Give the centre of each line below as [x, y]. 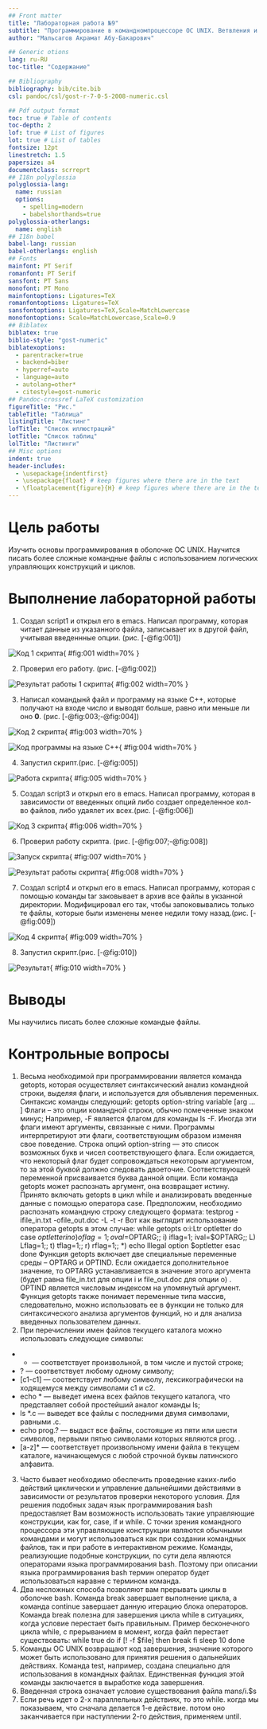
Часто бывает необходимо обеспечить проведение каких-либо [128, 1479]
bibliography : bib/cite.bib [55, 88]
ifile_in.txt [35, 1220]
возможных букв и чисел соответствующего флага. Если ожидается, [137, 1152]
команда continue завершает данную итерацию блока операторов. [134, 1606]
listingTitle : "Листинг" [49, 422]
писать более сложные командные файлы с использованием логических [133, 557]
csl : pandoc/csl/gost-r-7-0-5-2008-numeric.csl [89, 96]
